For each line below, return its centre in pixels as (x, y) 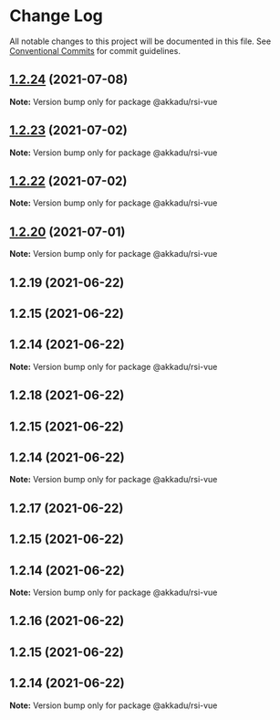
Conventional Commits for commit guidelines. (95, 50)
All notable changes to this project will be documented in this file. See (140, 41)
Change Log (56, 16)
